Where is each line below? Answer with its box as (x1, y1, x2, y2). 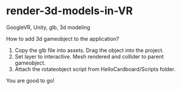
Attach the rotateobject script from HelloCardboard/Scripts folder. (14, 65, 176, 72)
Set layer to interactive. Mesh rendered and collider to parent (14, 53, 164, 60)
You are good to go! (6, 77, 55, 84)
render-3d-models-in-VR (6, 4, 133, 18)
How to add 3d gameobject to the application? (6, 35, 120, 42)
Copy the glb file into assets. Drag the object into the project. (14, 46, 164, 54)
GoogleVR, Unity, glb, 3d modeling (6, 24, 91, 31)
